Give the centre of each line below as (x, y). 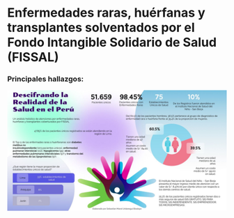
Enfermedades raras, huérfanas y (106, 13)
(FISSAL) (33, 57)
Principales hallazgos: (46, 79)
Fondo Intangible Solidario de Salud (112, 42)
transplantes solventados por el (101, 28)
